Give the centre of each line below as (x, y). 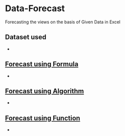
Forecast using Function (43, 118)
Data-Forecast (35, 8)
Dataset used (26, 37)
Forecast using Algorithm (44, 91)
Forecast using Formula (42, 64)
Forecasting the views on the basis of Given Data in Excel (63, 22)
